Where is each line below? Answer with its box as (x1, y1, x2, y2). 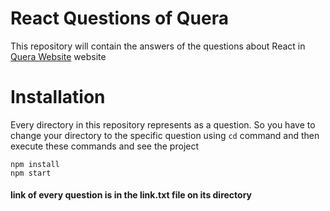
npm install (10, 159, 60, 169)
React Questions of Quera (10, 7, 230, 30)
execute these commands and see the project (10, 140, 200, 152)
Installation (10, 86, 106, 109)
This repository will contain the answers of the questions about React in (10, 40, 306, 52)
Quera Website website (10, 50, 107, 62)
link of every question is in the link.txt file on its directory (10, 189, 253, 201)
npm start (10, 168, 52, 178)
